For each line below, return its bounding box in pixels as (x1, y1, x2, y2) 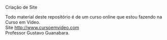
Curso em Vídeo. (5, 19, 40, 25)
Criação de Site (5, 4, 37, 10)
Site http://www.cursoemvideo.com (5, 24, 79, 30)
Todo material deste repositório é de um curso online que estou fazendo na (5, 14, 162, 19)
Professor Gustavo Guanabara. (5, 30, 70, 35)
